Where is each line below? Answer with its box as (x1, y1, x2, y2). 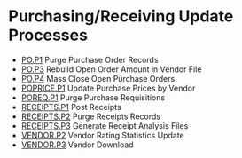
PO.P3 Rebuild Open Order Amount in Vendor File (20, 64, 202, 75)
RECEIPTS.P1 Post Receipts (20, 101, 121, 112)
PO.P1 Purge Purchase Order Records (20, 54, 159, 65)
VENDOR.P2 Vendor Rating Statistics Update (20, 130, 184, 140)
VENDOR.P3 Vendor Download (20, 139, 134, 150)
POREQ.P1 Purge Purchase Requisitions (20, 91, 166, 103)
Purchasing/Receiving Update (8, 6, 234, 27)
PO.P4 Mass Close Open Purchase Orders (20, 73, 176, 83)
